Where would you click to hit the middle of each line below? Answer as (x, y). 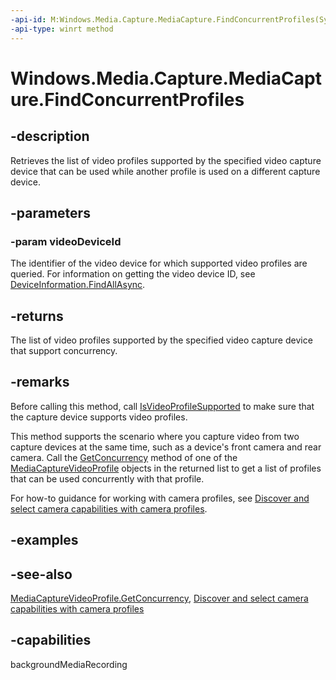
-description (50, 136)
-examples (44, 540)
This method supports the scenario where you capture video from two (155, 436)
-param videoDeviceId (66, 241)
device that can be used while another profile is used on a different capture (165, 171)
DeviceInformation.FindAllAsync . (78, 285)
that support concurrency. (64, 350)
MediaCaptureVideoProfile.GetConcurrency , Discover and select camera (159, 598)
